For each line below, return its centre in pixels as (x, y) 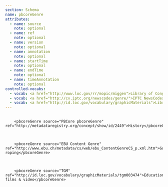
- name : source (25, 24)
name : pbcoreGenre (24, 14)
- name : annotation (30, 51)
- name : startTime (29, 61)
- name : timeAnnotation (34, 79)
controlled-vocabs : (25, 89)
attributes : (17, 19)
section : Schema (22, 10)
